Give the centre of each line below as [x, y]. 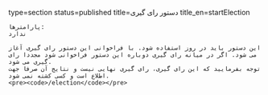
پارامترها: [27, 27]
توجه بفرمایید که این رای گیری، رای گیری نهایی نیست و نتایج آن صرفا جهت [135, 69]
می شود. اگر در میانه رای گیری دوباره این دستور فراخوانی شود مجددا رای [133, 55]
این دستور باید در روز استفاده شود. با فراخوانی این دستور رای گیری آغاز [135, 48]
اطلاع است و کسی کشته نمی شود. [59, 76]
